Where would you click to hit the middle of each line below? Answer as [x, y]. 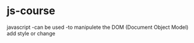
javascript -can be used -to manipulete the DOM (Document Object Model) [98, 27]
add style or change [31, 33]
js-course [31, 11]
